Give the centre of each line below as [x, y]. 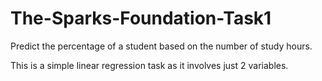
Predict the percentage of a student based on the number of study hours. [161, 46]
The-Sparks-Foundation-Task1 [141, 18]
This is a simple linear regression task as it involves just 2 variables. [149, 65]
